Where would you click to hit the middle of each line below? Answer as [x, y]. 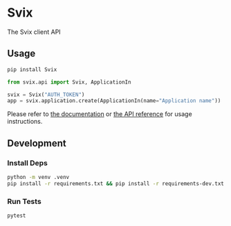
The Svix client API [34, 32]
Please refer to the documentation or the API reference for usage [100, 114]
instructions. [25, 122]
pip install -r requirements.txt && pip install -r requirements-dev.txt [116, 183]
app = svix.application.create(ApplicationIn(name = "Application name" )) [114, 101]
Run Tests [24, 201]
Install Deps [28, 162]
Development [37, 143]
